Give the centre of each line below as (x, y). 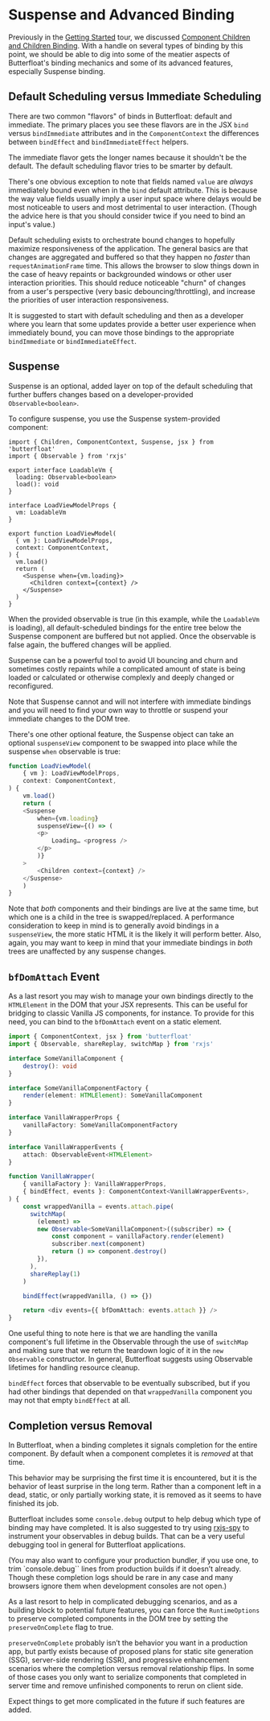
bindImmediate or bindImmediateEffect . (72, 341)
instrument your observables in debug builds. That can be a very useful (127, 1536)
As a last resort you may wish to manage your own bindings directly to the (131, 996)
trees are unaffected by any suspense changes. (87, 951)
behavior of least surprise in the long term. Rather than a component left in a (135, 1486)
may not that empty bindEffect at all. (70, 1400)
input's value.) (32, 224)
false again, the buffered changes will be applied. (90, 644)
